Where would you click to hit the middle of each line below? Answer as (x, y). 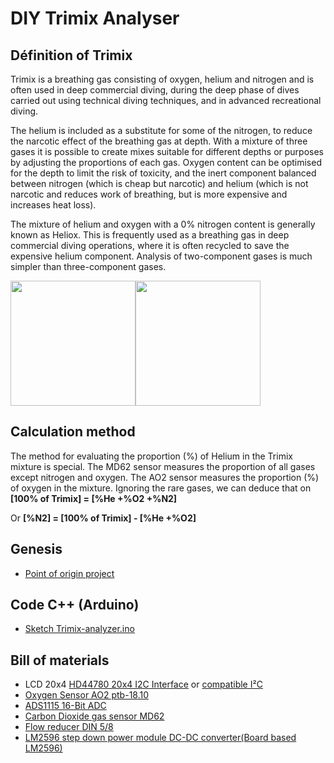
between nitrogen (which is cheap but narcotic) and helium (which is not (159, 183)
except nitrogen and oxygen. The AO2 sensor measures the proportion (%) (165, 477)
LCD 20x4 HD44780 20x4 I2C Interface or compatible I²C (143, 684)
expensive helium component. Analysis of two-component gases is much (161, 256)
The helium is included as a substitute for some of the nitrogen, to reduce (161, 130)
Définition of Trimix (71, 55)
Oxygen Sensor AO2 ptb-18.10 (87, 695)
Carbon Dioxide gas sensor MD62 (94, 716)
